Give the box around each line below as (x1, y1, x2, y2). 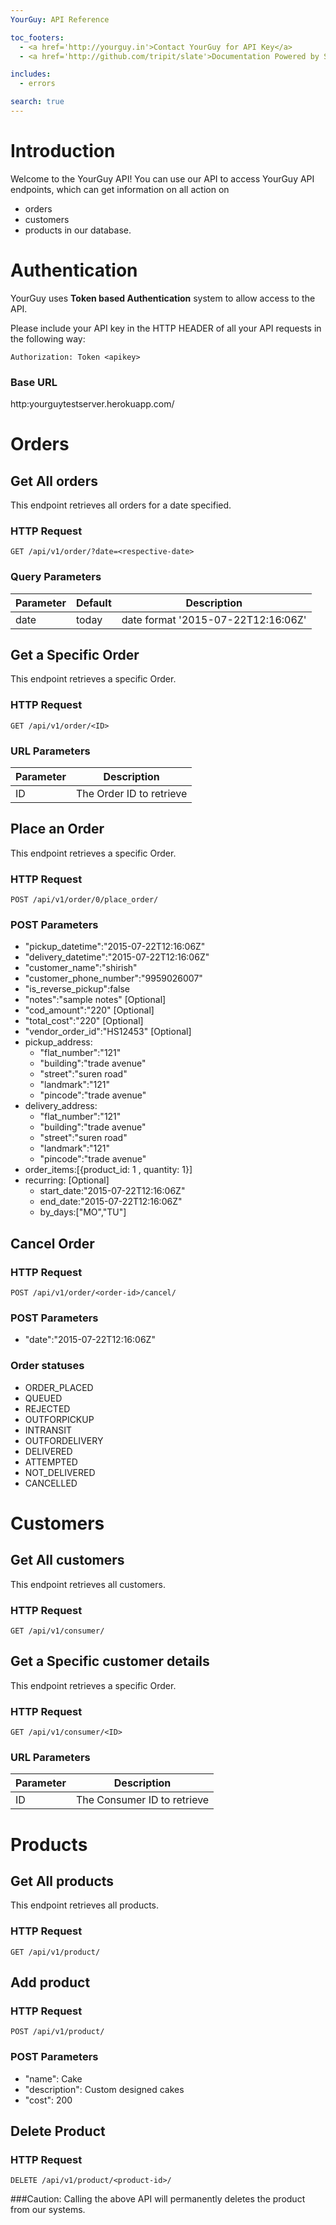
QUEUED (24, 1392, 63, 1404)
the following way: (10, 332, 86, 345)
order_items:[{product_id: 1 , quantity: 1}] (24, 1164, 193, 1176)
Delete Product (10, 2123, 106, 2140)
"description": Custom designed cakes (24, 2083, 185, 2095)
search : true (10, 97, 65, 107)
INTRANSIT (24, 1424, 73, 1436)
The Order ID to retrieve (75, 787, 188, 801)
